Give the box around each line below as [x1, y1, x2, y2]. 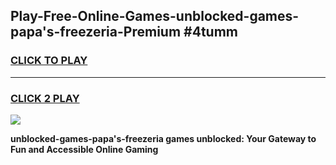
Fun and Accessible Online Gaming [10, 143, 159, 155]
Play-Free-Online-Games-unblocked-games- [10, 8, 300, 25]
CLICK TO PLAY [10, 54, 88, 68]
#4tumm [183, 24, 238, 41]
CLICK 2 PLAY [10, 91, 80, 105]
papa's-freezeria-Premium [10, 24, 182, 41]
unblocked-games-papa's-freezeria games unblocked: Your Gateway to [10, 132, 317, 144]
